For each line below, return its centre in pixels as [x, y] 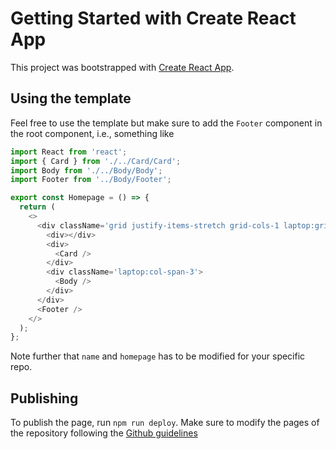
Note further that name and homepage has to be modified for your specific [158, 356]
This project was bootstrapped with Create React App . [122, 67]
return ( [37, 207]
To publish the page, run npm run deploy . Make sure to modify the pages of [165, 423]
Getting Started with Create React [153, 18]
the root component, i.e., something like [92, 133]
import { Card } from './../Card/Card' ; [96, 161]
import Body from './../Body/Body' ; [86, 170]
